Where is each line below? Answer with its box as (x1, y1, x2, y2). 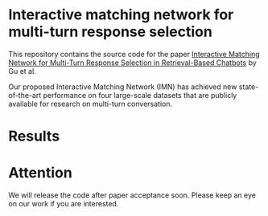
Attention (8, 164, 72, 182)
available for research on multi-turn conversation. (8, 99, 173, 108)
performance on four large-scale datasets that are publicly (43, 90, 237, 100)
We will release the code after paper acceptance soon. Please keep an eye (8, 190, 256, 200)
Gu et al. (8, 66, 36, 75)
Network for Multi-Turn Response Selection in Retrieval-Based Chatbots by (8, 58, 258, 67)
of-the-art (8, 90, 42, 100)
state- (238, 82, 259, 92)
